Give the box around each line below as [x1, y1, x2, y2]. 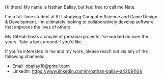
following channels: [5, 53, 45, 59]
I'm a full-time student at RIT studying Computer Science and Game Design [5, 14, 158, 19]
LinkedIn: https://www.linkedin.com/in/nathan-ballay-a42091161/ [12, 68, 143, 74]
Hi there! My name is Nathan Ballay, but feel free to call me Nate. [5, 4, 136, 10]
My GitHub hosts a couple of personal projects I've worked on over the [5, 34, 149, 39]
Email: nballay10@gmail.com [12, 63, 70, 69]
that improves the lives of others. [5, 24, 72, 30]
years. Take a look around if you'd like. [5, 39, 83, 45]
